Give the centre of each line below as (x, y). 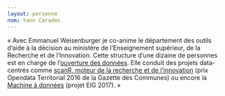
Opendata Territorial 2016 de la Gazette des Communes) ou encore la (107, 77)
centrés (18, 70)
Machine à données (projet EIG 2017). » (64, 85)
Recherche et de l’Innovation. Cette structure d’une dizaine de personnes (112, 55)
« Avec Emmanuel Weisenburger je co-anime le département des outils (109, 40)
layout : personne (32, 14)
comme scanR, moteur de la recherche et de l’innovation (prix (119, 70)
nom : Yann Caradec (34, 20)
